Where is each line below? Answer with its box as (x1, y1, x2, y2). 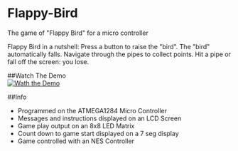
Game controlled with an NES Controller (17, 137, 135, 145)
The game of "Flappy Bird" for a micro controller (7, 28, 149, 37)
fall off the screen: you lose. (7, 57, 90, 66)
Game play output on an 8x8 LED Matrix (17, 121, 135, 130)
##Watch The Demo (7, 71, 66, 80)
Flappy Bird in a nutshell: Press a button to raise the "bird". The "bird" (7, 42, 210, 51)
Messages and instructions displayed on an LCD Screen (17, 114, 182, 123)
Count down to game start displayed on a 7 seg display (17, 129, 179, 137)
